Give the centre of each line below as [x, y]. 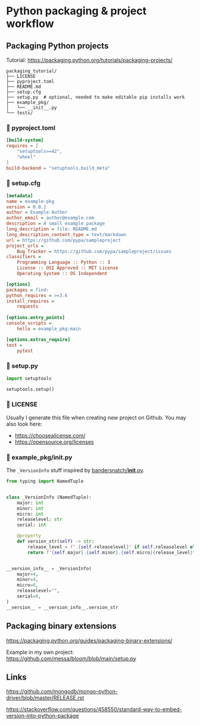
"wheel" [26, 157]
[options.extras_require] [38, 339]
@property [29, 536]
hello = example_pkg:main [49, 329]
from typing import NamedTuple [45, 481]
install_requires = [30, 301]
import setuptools [29, 378]
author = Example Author [37, 212]
